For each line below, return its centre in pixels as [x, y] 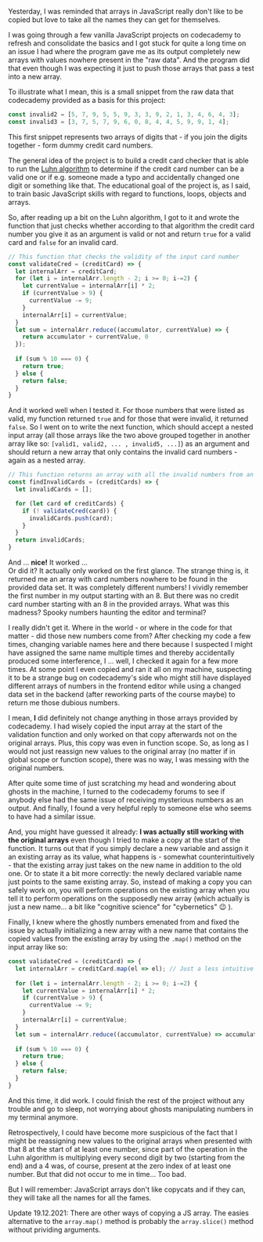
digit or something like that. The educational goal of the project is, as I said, [129, 185]
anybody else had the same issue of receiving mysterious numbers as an [126, 800]
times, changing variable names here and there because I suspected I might [130, 644]
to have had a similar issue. [52, 816]
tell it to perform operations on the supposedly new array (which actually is [129, 899]
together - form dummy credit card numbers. [81, 145]
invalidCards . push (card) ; [71, 518]
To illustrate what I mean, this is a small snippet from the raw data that [121, 92]
